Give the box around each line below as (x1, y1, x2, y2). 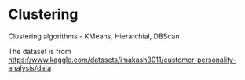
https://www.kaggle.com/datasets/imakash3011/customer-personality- (8, 55, 237, 64)
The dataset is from (8, 46, 72, 56)
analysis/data (8, 63, 52, 72)
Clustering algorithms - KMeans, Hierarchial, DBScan (8, 31, 180, 41)
